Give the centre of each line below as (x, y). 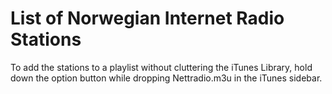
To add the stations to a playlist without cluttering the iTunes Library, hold (161, 67)
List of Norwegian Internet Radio (147, 18)
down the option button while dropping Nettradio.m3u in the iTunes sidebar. (166, 78)
